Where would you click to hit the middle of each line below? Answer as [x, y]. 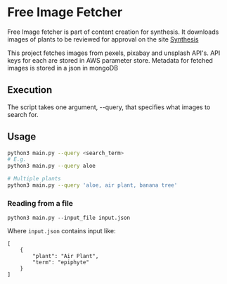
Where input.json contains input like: [61, 231]
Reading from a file [40, 203]
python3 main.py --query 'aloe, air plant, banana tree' [92, 185]
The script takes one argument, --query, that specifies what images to [109, 107]
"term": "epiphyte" [61, 263]
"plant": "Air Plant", [66, 257]
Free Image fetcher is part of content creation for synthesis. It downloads [113, 32]
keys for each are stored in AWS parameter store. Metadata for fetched [110, 60]
